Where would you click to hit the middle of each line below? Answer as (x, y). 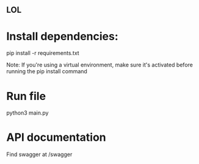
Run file (26, 96)
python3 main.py (27, 113)
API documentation (56, 137)
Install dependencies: (63, 36)
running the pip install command (47, 71)
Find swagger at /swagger (39, 154)
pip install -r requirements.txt (43, 53)
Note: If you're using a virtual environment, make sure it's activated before (100, 65)
